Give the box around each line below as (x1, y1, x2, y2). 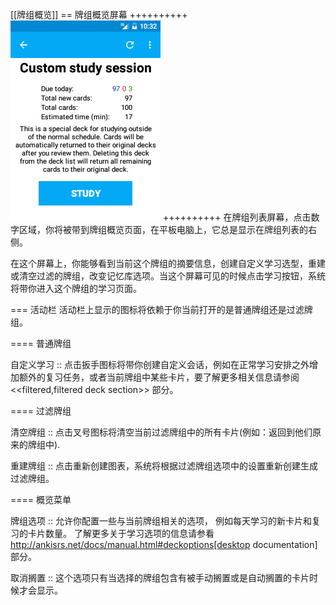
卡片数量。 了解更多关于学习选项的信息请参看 (27, 528, 215, 539)
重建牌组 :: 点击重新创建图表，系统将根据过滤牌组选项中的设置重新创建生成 (10, 460, 318, 472)
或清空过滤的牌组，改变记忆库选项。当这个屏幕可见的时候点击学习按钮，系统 (10, 270, 326, 282)
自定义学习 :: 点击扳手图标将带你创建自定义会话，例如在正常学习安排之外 (10, 359, 310, 370)
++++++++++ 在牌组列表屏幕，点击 (162, 211, 312, 223)
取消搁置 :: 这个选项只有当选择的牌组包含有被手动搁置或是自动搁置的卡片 (10, 572, 310, 583)
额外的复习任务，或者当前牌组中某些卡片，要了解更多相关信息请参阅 (18, 371, 300, 383)
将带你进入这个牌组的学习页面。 (10, 283, 142, 294)
